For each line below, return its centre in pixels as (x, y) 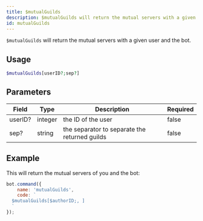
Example (23, 158)
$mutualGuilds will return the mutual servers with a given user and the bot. (99, 41)
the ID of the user (88, 119)
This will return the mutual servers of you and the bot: (73, 173)
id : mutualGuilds (28, 23)
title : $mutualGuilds (34, 12)
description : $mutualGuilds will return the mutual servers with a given (101, 18)
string (45, 133)
